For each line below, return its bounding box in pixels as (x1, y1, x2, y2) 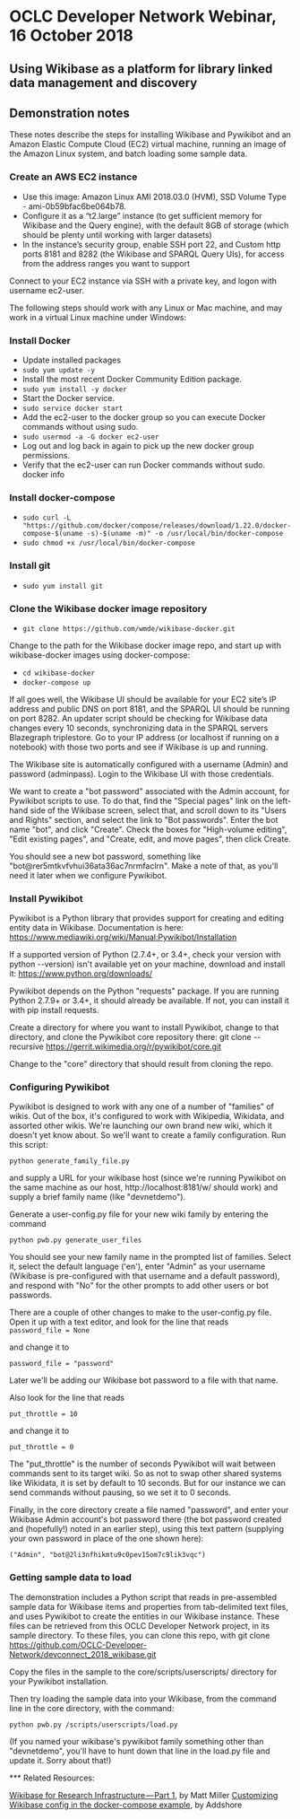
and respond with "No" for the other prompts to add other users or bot (9, 1281, 269, 1291)
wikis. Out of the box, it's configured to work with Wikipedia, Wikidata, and (9, 1111, 285, 1122)
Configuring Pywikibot (9, 1081, 110, 1094)
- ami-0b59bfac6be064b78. (21, 200, 127, 212)
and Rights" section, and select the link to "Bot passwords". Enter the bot (9, 814, 279, 825)
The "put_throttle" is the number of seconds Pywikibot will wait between (9, 1458, 276, 1469)
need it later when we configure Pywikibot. (9, 870, 167, 880)
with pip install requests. (9, 1005, 99, 1016)
